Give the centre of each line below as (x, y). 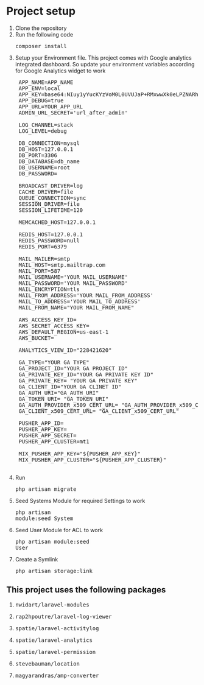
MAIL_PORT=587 (40, 271)
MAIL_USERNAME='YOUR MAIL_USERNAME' (73, 277)
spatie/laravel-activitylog (57, 628)
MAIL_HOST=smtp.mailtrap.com (62, 265)
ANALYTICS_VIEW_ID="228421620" (65, 350)
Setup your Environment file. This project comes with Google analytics (103, 58)
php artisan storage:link (54, 571)
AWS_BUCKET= (36, 338)
